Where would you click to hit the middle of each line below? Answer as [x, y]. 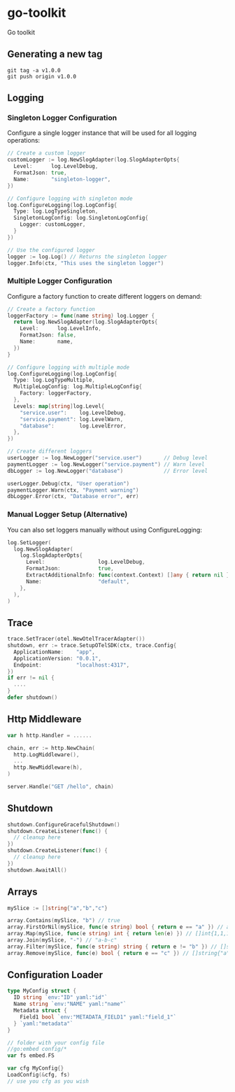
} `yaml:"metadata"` [43, 1023]
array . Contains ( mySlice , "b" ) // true [64, 921]
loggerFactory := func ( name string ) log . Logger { [81, 315]
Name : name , [47, 342]
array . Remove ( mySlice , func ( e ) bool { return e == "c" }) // [98, 953]
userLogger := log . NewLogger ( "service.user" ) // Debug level [108, 458]
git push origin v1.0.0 [42, 76]
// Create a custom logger [47, 153]
